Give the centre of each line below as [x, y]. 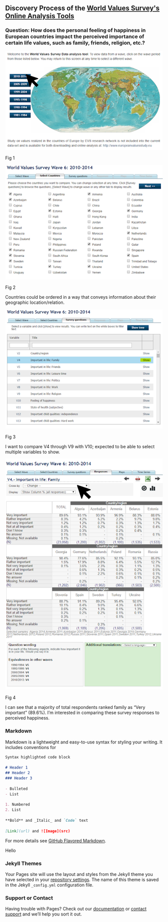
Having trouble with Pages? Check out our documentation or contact [76, 909]
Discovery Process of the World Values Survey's [82, 8]
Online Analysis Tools [40, 16]
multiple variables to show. [32, 452]
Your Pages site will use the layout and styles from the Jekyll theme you [79, 874]
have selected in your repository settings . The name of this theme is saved [82, 879]
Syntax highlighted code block [38, 757]
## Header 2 [17, 773]
